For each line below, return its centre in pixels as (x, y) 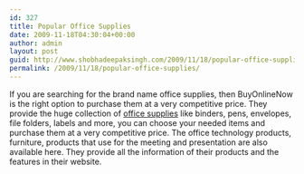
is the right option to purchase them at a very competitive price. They (138, 103)
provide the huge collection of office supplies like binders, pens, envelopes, (151, 113)
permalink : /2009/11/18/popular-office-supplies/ (105, 69)
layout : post (34, 52)
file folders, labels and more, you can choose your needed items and (137, 122)
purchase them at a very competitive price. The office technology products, (151, 132)
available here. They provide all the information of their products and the (144, 151)
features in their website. (56, 161)
